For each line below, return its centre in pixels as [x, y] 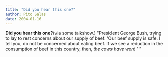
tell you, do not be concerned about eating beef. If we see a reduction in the [84, 44]
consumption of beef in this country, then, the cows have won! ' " [73, 49]
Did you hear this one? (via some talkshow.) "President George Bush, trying [83, 33]
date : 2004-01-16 [23, 19]
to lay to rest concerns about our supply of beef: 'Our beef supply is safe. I [83, 38]
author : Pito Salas [26, 14]
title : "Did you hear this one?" [40, 10]
